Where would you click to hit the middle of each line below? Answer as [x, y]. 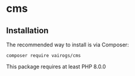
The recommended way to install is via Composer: [67, 45]
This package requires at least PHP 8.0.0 [56, 66]
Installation [27, 31]
